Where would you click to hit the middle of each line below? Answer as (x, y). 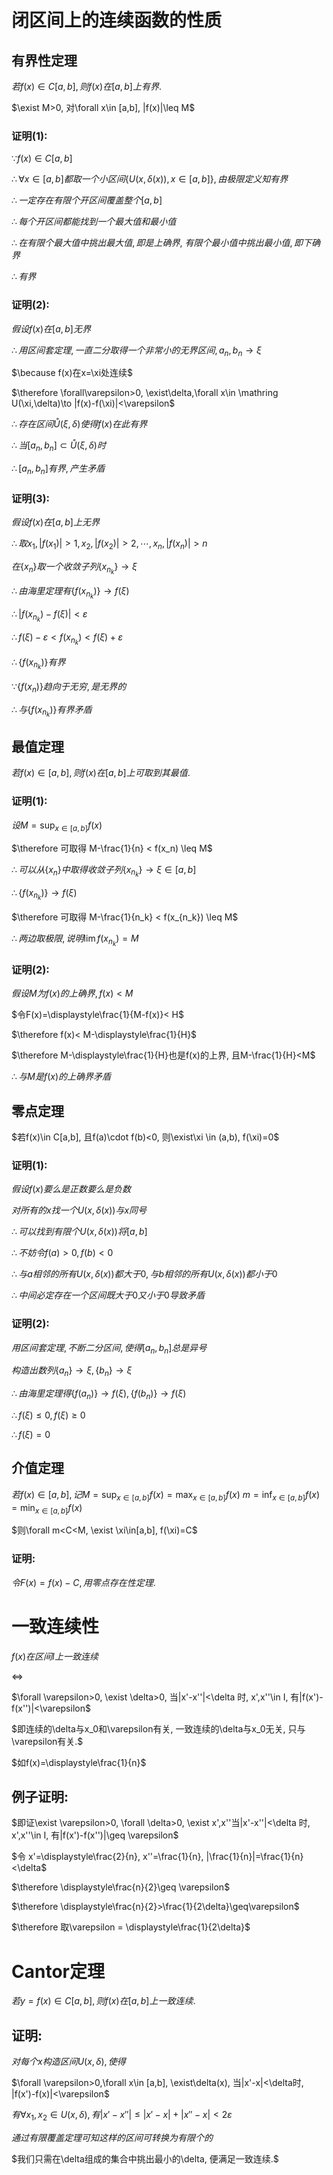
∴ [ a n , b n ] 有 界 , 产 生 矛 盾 (58, 469)
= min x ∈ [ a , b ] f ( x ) (47, 1508)
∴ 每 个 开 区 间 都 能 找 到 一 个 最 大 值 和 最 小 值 (94, 222)
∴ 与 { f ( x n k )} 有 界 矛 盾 (52, 711)
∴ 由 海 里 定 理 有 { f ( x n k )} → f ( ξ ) (70, 593)
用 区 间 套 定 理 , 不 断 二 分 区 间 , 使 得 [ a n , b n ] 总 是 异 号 (109, 1348)
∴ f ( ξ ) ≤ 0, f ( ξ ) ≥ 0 (48, 1415)
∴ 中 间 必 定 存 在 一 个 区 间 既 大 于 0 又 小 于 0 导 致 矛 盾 (108, 1295)
